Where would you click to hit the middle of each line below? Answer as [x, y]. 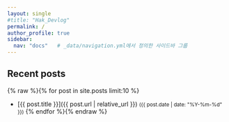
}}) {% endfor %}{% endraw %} [62, 111]
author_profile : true [39, 33]
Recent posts [37, 74]
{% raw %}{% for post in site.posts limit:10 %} [73, 90]
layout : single [29, 14]
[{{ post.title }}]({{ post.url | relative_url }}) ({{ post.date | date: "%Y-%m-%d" [120, 104]
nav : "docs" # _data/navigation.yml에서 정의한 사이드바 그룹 [101, 46]
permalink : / [26, 26]
